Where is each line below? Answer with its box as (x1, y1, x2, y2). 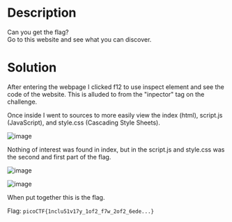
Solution (7, 60, 57, 76)
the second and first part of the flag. (7, 152, 111, 161)
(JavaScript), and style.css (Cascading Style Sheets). (7, 118, 160, 127)
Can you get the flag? (7, 28, 69, 36)
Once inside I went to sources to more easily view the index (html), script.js (7, 111, 223, 119)
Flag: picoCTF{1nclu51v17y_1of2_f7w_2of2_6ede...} (7, 207, 155, 215)
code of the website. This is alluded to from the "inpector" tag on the (7, 90, 205, 98)
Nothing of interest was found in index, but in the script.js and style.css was (7, 145, 225, 154)
